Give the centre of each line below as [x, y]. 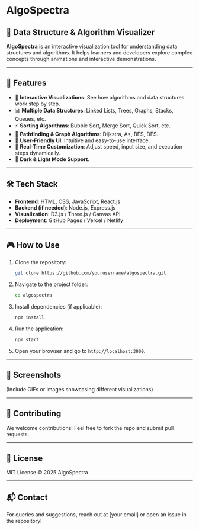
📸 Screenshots [34, 375]
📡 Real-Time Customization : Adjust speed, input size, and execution [98, 146]
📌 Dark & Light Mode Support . [52, 159]
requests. [18, 434]
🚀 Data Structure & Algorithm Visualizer [81, 32]
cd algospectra [33, 295]
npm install [29, 317]
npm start [27, 340]
